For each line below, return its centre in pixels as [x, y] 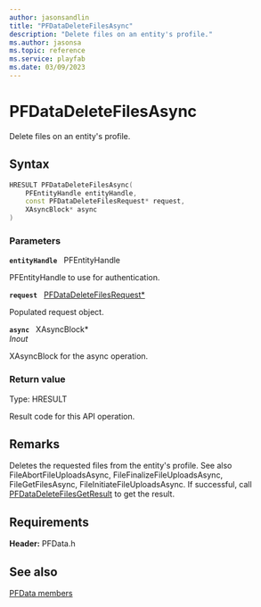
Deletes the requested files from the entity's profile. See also [121, 466]
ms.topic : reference [48, 51]
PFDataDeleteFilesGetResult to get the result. [92, 494]
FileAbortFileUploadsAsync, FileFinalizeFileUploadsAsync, [116, 475]
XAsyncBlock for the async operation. [79, 356]
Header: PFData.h [42, 544]
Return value [37, 379]
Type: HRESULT [38, 399]
